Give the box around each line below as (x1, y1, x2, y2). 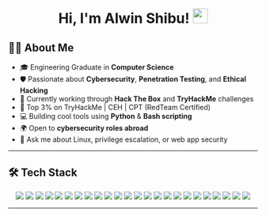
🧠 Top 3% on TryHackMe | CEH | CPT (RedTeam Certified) (19, 103, 211, 112)
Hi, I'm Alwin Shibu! (58, 10, 190, 28)
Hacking (19, 86, 49, 95)
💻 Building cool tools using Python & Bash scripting (19, 112, 192, 120)
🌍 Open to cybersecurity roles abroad (19, 124, 149, 132)
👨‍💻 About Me (8, 40, 74, 55)
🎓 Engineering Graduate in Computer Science (19, 63, 174, 71)
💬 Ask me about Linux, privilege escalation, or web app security (19, 135, 228, 144)
